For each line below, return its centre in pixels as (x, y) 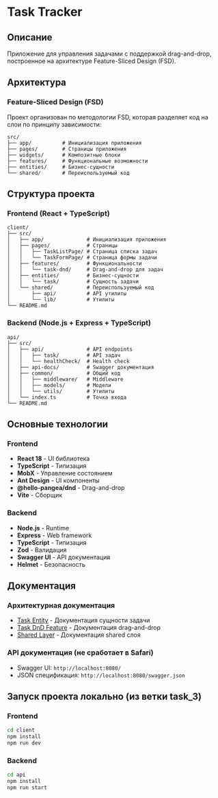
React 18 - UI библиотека (53, 459)
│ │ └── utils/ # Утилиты (61, 391)
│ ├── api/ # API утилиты (67, 294)
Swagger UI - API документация (64, 557)
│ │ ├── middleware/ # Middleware (66, 379)
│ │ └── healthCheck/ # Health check (68, 361)
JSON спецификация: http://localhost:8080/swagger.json (101, 675)
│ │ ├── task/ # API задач (64, 355)
